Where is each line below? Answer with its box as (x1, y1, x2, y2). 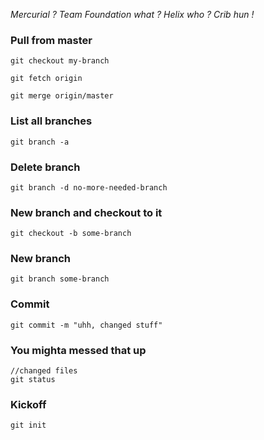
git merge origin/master (10, 91, 114, 101)
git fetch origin (10, 74, 83, 84)
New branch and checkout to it (10, 205, 163, 219)
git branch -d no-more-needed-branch (10, 182, 168, 193)
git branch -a (10, 137, 70, 147)
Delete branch (10, 160, 81, 174)
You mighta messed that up (10, 343, 147, 357)
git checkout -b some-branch (10, 229, 132, 239)
